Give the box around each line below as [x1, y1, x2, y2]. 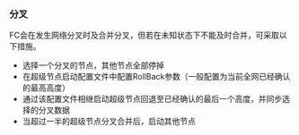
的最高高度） [22, 82, 70, 93]
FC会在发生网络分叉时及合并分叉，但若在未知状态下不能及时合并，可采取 [9, 30, 280, 41]
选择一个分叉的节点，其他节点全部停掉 [22, 60, 164, 71]
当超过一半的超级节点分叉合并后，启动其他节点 [22, 116, 196, 127]
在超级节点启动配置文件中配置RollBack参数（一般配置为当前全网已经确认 [22, 72, 291, 82]
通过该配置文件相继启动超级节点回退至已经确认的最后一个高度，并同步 [22, 94, 283, 105]
